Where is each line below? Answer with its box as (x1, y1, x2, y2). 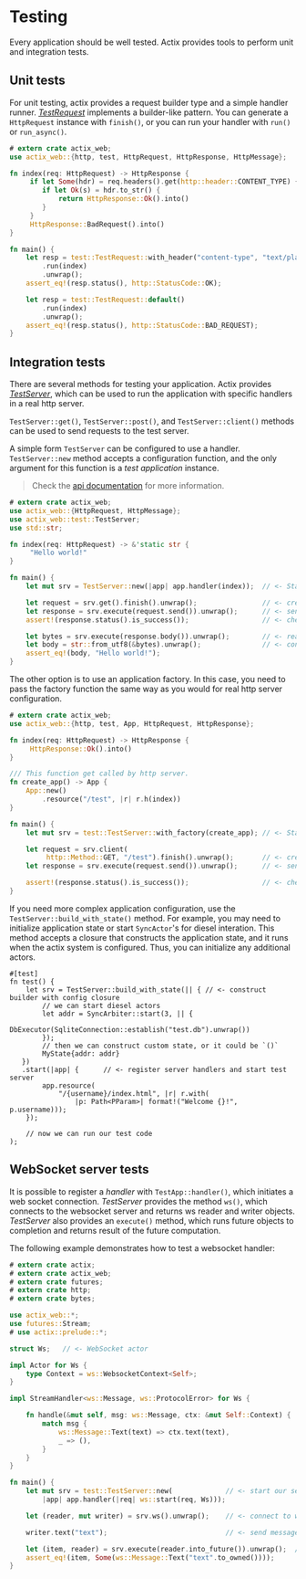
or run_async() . (9, 126, 67, 137)
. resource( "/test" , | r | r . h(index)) (42, 795, 181, 805)
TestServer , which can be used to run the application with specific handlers (9, 388, 293, 399)
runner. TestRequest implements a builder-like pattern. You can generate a (9, 107, 289, 118)
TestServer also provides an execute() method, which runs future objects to (9, 1215, 294, 1226)
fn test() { (9, 977, 55, 986)
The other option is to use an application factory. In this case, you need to (9, 674, 286, 685)
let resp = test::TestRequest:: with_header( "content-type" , (25, 253, 259, 262)
